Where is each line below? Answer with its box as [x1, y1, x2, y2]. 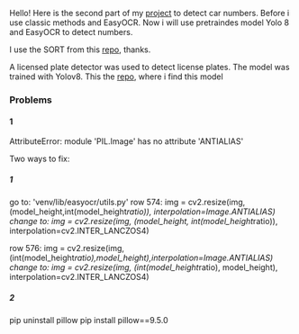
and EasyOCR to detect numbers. [9, 27, 133, 37]
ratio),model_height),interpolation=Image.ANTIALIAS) [74, 252, 274, 264]
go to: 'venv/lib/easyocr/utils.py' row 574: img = [9, 197, 186, 208]
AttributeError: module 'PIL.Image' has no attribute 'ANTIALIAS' [9, 136, 244, 147]
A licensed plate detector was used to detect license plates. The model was [9, 62, 290, 72]
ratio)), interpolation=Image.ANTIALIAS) [126, 206, 276, 217]
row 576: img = [9, 243, 66, 254]
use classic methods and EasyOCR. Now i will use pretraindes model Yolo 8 [9, 17, 290, 28]
